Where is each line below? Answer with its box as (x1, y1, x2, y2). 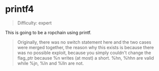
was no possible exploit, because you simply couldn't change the (17, 50, 152, 56)
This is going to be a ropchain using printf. (5, 29, 92, 35)
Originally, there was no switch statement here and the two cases (17, 39, 152, 45)
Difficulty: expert (17, 20, 52, 26)
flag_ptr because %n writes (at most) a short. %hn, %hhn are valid (17, 55, 154, 61)
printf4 (5, 3, 34, 15)
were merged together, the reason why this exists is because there (17, 44, 154, 50)
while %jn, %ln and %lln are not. (17, 60, 84, 66)
